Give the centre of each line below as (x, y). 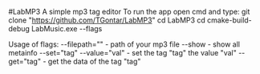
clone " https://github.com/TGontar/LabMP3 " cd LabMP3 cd (107, 20)
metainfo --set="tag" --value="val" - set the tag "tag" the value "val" (122, 53)
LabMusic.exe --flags (67, 29)
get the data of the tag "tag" (94, 61)
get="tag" (25, 61)
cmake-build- (230, 20)
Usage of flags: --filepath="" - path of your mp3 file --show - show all (124, 44)
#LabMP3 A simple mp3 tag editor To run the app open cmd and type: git (129, 12)
